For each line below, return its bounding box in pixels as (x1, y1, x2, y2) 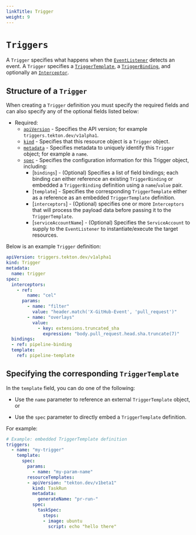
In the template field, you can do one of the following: (6, 384, 136, 391)
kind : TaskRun (32, 485, 67, 491)
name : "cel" (27, 292, 57, 298)
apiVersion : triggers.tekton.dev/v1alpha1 (6, 254, 111, 260)
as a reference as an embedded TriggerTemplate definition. (32, 194, 176, 201)
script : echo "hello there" (48, 523, 117, 529)
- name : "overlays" (27, 314, 75, 320)
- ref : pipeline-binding (11, 342, 72, 348)
